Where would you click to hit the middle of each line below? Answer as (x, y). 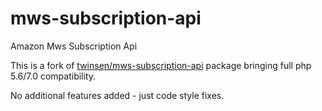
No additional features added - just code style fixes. (117, 95)
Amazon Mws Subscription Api (74, 46)
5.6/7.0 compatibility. (53, 76)
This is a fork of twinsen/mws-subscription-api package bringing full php (161, 65)
